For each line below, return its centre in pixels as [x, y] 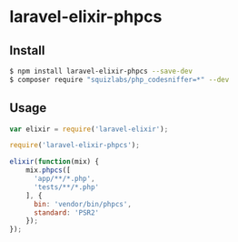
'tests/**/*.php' [66, 187]
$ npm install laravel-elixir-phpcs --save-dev [101, 71]
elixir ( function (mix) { [55, 162]
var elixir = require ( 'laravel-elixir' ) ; [89, 129]
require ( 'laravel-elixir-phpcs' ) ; [75, 146]
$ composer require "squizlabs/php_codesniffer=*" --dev [119, 79]
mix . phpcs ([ [48, 170]
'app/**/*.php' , [64, 179]
